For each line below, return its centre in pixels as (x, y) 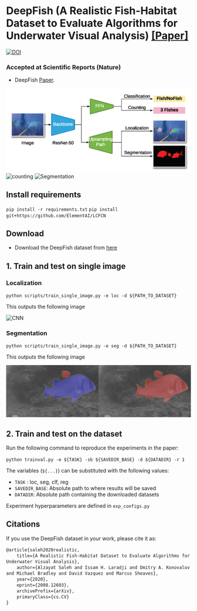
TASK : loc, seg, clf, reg (41, 482)
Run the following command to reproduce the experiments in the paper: (92, 448)
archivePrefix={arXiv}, (46, 591)
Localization (24, 283)
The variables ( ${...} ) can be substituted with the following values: (87, 470)
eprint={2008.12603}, (43, 585)
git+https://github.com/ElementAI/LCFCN (56, 215)
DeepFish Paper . (35, 80)
